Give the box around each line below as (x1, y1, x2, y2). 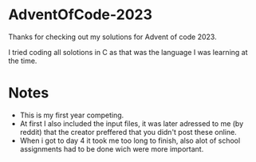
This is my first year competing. (19, 110, 124, 120)
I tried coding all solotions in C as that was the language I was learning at (8, 47, 249, 57)
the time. (8, 56, 37, 65)
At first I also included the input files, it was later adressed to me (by (19, 118, 244, 128)
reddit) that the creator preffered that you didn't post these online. (19, 127, 237, 136)
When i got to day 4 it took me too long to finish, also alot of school (19, 136, 241, 145)
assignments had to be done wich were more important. (19, 144, 204, 153)
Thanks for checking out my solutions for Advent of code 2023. (8, 32, 217, 41)
